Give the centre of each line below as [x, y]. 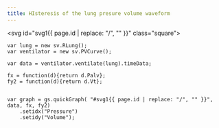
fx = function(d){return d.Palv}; [57, 75]
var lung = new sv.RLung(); [47, 45]
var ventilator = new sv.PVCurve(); [59, 51]
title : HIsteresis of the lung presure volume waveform [89, 13]
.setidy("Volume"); [47, 117]
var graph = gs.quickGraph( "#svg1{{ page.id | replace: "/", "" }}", [110, 99]
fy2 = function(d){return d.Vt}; [55, 81]
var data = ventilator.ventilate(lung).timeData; [80, 63]
